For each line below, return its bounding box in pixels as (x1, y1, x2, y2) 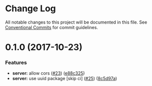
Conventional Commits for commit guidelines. (5, 24, 98, 30)
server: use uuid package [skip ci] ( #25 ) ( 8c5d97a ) (12, 76, 117, 82)
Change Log (5, 3, 56, 14)
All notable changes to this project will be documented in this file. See (5, 19, 148, 25)
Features (5, 59, 27, 66)
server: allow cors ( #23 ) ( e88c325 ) (12, 70, 85, 76)
